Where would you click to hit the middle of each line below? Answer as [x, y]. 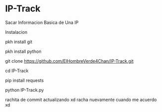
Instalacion [16, 32]
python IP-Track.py [25, 90]
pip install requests [25, 80]
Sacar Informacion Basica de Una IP [42, 22]
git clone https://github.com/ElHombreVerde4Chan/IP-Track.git [69, 61]
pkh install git [19, 42]
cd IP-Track [17, 71]
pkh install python [23, 51]
